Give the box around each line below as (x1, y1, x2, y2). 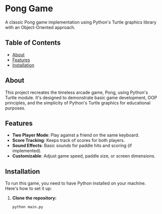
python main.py (12, 205, 44, 210)
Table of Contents (5, 39, 61, 47)
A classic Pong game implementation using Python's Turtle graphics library (5, 19, 157, 25)
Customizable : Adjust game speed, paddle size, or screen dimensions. (12, 153, 156, 159)
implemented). (12, 148, 42, 154)
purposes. (5, 105, 26, 111)
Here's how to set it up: (5, 186, 52, 191)
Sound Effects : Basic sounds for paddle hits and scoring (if (12, 143, 132, 149)
